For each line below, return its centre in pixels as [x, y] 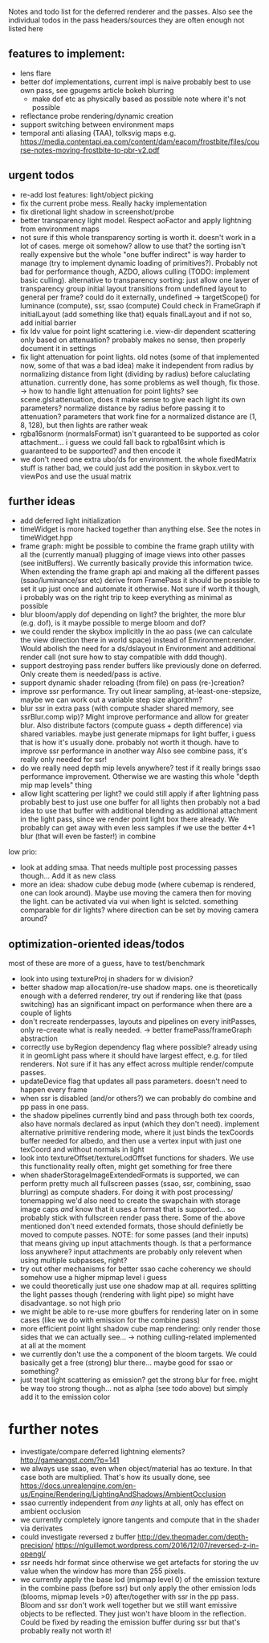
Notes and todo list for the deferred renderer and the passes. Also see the [130, 12]
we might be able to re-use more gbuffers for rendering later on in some [139, 1311]
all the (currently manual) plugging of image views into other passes [132, 555]
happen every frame [54, 1090]
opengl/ [33, 1554]
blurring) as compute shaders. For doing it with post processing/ [126, 1192]
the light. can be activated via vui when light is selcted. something [129, 902]
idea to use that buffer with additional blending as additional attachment [139, 811]
